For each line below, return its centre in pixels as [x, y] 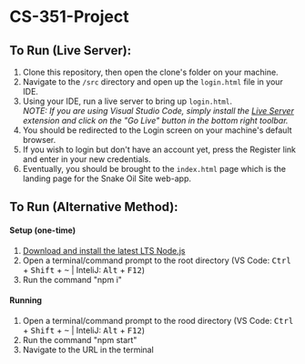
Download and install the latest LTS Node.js [104, 250]
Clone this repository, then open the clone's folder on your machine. [151, 72]
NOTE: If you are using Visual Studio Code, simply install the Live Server [158, 111]
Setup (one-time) [43, 230]
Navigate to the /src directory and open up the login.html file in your [153, 82]
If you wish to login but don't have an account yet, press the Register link [159, 149]
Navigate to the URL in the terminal [88, 349]
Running [26, 300]
